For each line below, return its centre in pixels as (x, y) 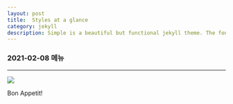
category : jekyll (32, 26)
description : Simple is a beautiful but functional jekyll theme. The (111, 33)
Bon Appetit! (25, 93)
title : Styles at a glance (48, 20)
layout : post (26, 13)
